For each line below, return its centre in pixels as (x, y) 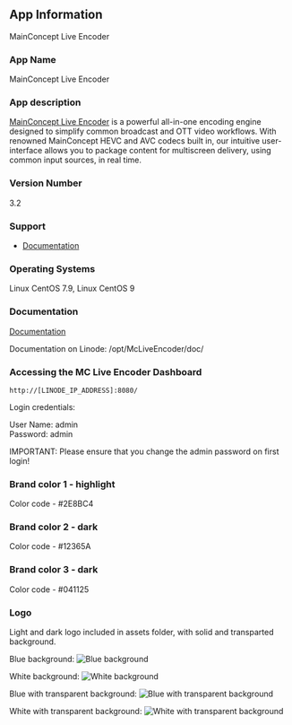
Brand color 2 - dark (54, 527)
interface (26, 151)
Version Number (46, 183)
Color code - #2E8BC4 (52, 504)
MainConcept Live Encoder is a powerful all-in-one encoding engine (135, 122)
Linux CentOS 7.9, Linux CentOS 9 (72, 288)
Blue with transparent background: (73, 694)
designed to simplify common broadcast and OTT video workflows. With (143, 131)
